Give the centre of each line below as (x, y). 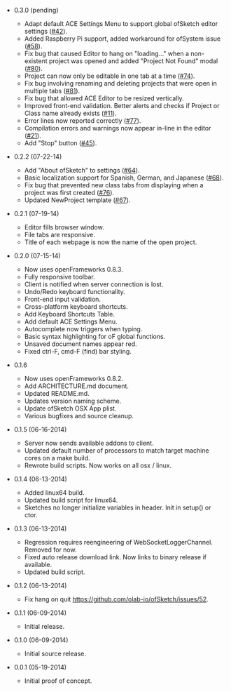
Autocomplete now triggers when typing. (83, 329)
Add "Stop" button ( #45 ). (61, 143)
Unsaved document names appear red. (81, 344)
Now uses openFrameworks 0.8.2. (74, 379)
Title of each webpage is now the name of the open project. (111, 242)
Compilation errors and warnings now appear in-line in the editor (118, 128)
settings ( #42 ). (46, 31)
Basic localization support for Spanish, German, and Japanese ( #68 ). (124, 178)
